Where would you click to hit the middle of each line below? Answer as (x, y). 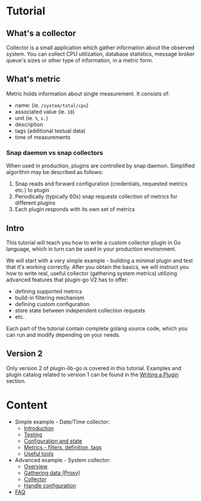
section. (16, 381)
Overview (36, 466)
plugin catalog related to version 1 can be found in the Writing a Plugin (92, 374)
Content (27, 405)
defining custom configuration (52, 304)
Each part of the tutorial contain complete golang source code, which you (97, 328)
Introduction (39, 428)
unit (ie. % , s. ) (31, 118)
